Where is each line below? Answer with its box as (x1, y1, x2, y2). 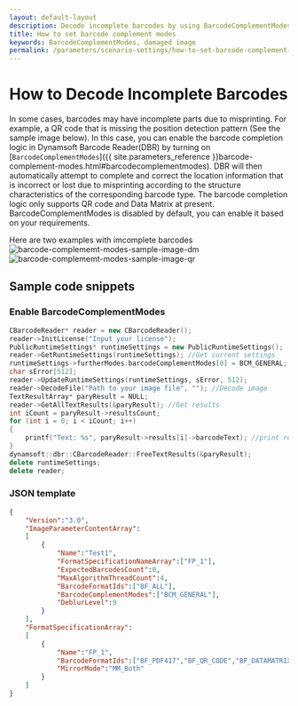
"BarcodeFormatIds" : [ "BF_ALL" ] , (56, 582, 176, 591)
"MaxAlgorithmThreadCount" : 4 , (56, 574, 169, 583)
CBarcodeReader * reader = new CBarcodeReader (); (9, 326, 192, 335)
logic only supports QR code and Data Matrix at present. (9, 199, 215, 210)
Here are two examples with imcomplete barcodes (9, 234, 193, 245)
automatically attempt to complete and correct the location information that (9, 171, 284, 181)
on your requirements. (9, 218, 90, 228)
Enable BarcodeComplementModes (9, 305, 166, 318)
